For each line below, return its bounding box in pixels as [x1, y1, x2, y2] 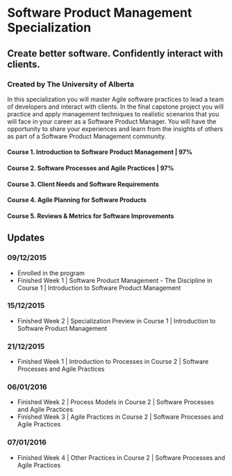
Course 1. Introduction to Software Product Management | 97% [7, 148, 192, 156]
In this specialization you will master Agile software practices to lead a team [7, 95, 224, 103]
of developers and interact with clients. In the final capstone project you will [7, 102, 224, 111]
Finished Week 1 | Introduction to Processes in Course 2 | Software [17, 358, 209, 366]
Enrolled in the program [17, 268, 85, 277]
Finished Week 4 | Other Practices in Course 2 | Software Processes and [17, 453, 226, 461]
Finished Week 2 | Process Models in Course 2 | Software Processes [17, 398, 214, 406]
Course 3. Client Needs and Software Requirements [7, 180, 160, 188]
